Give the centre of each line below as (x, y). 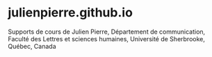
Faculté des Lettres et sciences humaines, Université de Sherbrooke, (107, 38)
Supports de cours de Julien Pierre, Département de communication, (107, 32)
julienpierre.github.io (70, 13)
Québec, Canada (32, 46)
